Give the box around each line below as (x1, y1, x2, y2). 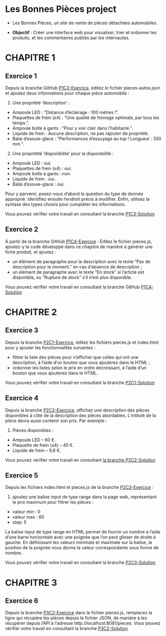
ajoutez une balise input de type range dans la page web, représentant (12, 494, 157, 500)
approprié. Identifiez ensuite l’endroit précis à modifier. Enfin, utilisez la (5, 196, 150, 202)
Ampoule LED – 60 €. (12, 437, 56, 443)
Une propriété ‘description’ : (12, 100, 70, 106)
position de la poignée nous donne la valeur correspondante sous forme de (5, 545, 159, 551)
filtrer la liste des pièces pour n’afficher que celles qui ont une (12, 354, 139, 360)
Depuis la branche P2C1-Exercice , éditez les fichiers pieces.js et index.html (5, 339, 159, 345)
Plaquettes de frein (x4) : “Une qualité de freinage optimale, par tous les (12, 114, 160, 120)
